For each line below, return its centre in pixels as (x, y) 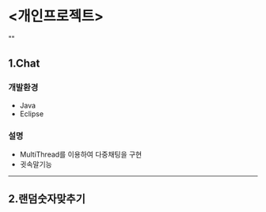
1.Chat (24, 64)
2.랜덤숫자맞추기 (47, 199)
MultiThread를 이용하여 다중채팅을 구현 (81, 154)
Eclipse (32, 114)
